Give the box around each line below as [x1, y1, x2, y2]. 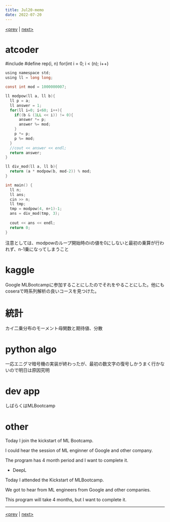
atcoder [5, 44, 39, 55]
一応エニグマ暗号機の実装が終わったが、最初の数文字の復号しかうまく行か [5, 361, 160, 367]
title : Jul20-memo [5, 7, 44, 13]
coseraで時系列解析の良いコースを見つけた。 [5, 288, 100, 294]
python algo [5, 343, 57, 355]
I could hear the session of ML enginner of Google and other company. [5, 447, 153, 453]
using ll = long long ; [5, 75, 53, 80]
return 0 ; [10, 225, 30, 230]
